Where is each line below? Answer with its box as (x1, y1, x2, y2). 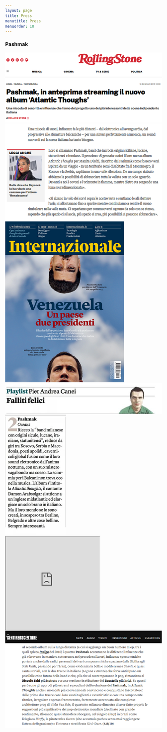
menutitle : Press (5, 18, 41, 23)
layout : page (5, 8, 32, 13)
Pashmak (5, 41, 28, 48)
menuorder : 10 (5, 24, 35, 29)
